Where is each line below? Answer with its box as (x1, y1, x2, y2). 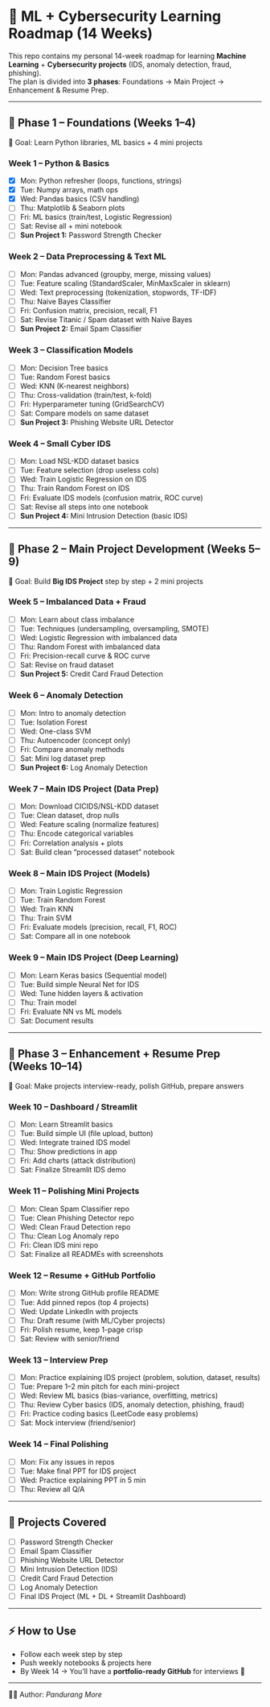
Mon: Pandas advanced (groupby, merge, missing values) (19, 269, 211, 279)
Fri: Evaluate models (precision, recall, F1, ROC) (19, 922, 178, 932)
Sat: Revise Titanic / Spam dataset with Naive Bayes (19, 315, 193, 324)
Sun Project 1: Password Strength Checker (19, 230, 162, 240)
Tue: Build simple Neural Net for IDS (19, 979, 139, 989)
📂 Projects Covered (8, 1515, 107, 1529)
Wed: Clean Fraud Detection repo (19, 1221, 131, 1231)
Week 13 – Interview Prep (8, 1354, 108, 1366)
